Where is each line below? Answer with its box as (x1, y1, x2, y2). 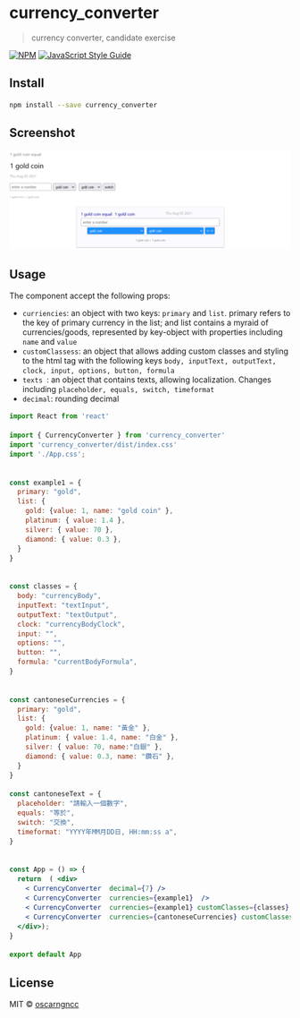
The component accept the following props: (9, 290, 171, 302)
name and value (21, 337, 78, 347)
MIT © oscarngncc (9, 998, 79, 1009)
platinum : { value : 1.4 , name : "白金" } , (25, 733, 179, 742)
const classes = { (9, 582, 78, 591)
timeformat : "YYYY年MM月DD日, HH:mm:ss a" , (17, 827, 178, 836)
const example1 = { (9, 478, 82, 487)
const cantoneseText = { (9, 790, 102, 799)
